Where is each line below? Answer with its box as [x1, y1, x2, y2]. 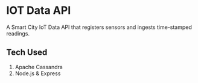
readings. [6, 29, 30, 37]
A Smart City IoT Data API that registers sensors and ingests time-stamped [6, 23, 192, 31]
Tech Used [6, 48, 48, 58]
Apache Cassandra [14, 63, 63, 70]
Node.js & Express [14, 70, 61, 77]
